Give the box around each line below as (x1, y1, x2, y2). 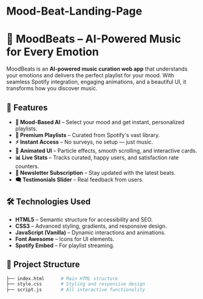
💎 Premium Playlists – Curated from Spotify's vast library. (15, 131, 160, 138)
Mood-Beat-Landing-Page (6, 4, 143, 18)
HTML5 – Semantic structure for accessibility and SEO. (15, 216, 153, 223)
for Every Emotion (6, 45, 99, 59)
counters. (15, 163, 40, 170)
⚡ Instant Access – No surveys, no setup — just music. (15, 138, 153, 146)
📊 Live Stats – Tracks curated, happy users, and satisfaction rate (15, 153, 179, 161)
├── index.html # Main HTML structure (6, 275, 119, 281)
